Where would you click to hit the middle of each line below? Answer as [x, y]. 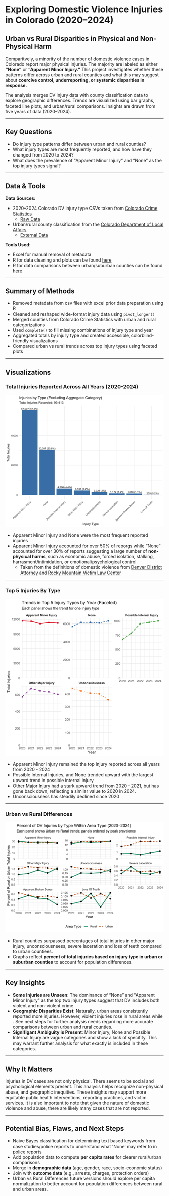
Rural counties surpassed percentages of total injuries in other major [83, 941]
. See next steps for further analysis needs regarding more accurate [83, 1022]
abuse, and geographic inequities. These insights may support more [76, 1092]
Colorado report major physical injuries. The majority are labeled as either [81, 64]
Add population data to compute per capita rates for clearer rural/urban [87, 1157]
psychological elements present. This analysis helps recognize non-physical [84, 1087]
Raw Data [30, 219]
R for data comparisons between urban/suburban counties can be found [88, 265]
